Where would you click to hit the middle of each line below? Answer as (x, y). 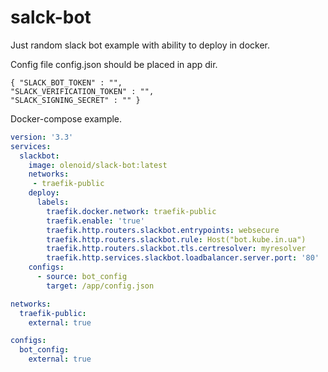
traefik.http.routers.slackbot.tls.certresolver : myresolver (176, 249)
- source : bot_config (82, 277)
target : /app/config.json (100, 286)
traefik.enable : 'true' (95, 221)
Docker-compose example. (66, 118)
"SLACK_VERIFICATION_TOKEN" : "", (82, 91)
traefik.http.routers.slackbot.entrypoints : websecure (163, 230)
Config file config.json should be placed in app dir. (114, 64)
